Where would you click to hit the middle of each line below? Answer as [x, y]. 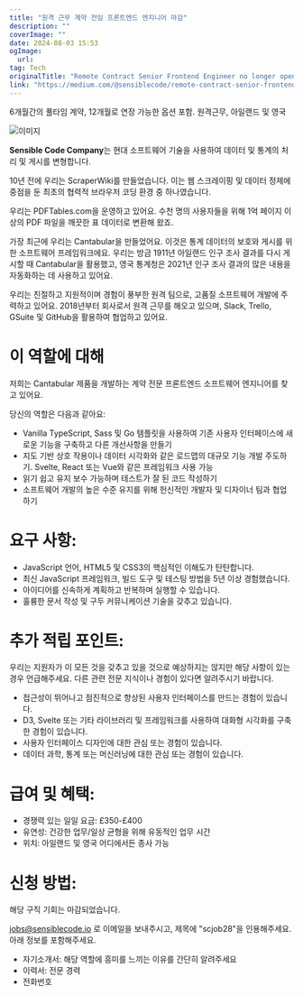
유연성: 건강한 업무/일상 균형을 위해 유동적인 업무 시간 [116, 832]
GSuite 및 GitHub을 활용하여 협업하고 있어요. [89, 317]
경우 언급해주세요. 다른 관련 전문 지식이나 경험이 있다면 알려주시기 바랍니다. [142, 678]
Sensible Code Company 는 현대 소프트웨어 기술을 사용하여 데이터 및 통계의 [144, 150]
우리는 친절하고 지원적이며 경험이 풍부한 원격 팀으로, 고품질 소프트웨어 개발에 [144, 294]
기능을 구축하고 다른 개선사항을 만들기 [106, 444]
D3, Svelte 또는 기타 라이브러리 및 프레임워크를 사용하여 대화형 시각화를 [148, 720]
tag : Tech [28, 69]
